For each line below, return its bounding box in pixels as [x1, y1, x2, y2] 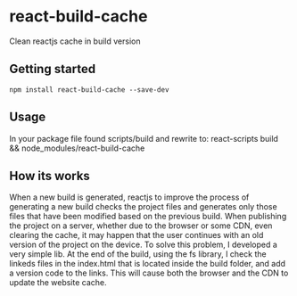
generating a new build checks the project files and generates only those [9, 201, 278, 212]
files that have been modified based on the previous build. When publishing [9, 211, 287, 222]
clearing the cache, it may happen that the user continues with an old [9, 230, 264, 241]
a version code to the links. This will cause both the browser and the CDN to [9, 267, 289, 278]
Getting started [9, 62, 96, 77]
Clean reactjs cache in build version [9, 36, 141, 46]
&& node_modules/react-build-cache [9, 143, 145, 153]
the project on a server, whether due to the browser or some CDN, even [9, 220, 273, 231]
